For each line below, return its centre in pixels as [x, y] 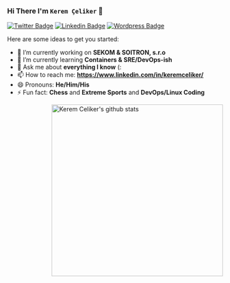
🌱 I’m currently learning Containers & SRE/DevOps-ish [94, 60]
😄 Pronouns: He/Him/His [53, 84]
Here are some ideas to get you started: [63, 39]
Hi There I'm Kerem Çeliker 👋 [55, 11]
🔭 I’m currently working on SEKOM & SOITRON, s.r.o [91, 53]
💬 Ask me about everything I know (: [69, 67]
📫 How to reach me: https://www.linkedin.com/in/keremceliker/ [110, 75]
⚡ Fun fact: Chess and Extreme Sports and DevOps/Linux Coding [111, 93]
